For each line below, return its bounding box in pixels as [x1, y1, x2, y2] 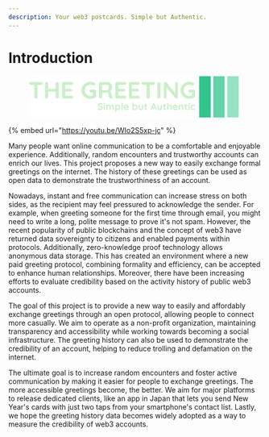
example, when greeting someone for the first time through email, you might [8, 208, 261, 218]
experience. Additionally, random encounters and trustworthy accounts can [8, 150, 259, 160]
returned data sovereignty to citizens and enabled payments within [8, 234, 230, 243]
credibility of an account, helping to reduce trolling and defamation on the [8, 343, 253, 354]
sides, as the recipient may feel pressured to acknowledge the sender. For [8, 200, 255, 210]
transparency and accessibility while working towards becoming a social [8, 327, 250, 336]
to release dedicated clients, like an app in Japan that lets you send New [8, 393, 249, 403]
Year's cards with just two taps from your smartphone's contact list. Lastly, [8, 402, 257, 412]
